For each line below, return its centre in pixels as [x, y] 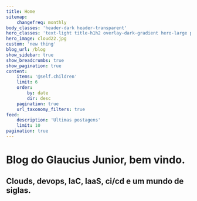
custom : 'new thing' [31, 44]
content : [17, 71]
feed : [13, 115]
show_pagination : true [34, 66]
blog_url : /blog [26, 50]
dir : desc [39, 98]
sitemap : [17, 17]
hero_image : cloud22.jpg [36, 39]
